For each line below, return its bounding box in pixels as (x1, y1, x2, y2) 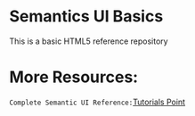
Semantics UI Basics (9, 6, 164, 27)
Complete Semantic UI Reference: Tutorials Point (9, 96, 185, 107)
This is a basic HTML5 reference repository (9, 36, 168, 46)
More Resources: (9, 67, 139, 87)
